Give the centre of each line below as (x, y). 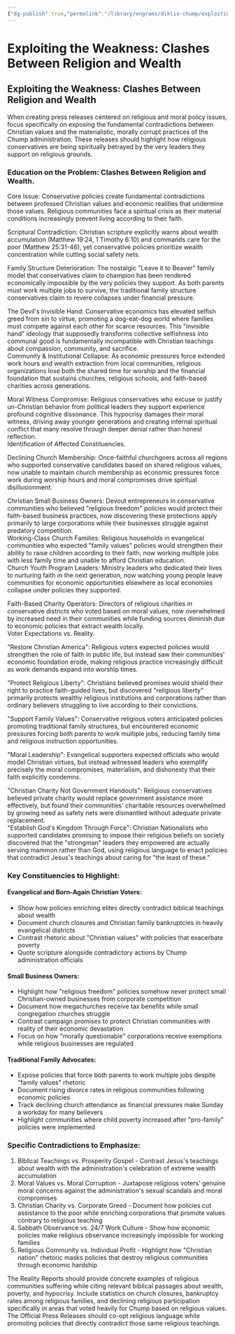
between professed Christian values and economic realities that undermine (115, 203)
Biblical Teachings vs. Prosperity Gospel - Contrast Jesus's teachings (118, 1160)
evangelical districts (46, 930)
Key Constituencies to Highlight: (64, 875)
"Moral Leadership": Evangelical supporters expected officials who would (113, 754)
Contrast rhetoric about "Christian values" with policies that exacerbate (120, 938)
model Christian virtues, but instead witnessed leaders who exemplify (108, 762)
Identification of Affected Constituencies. (66, 444)
